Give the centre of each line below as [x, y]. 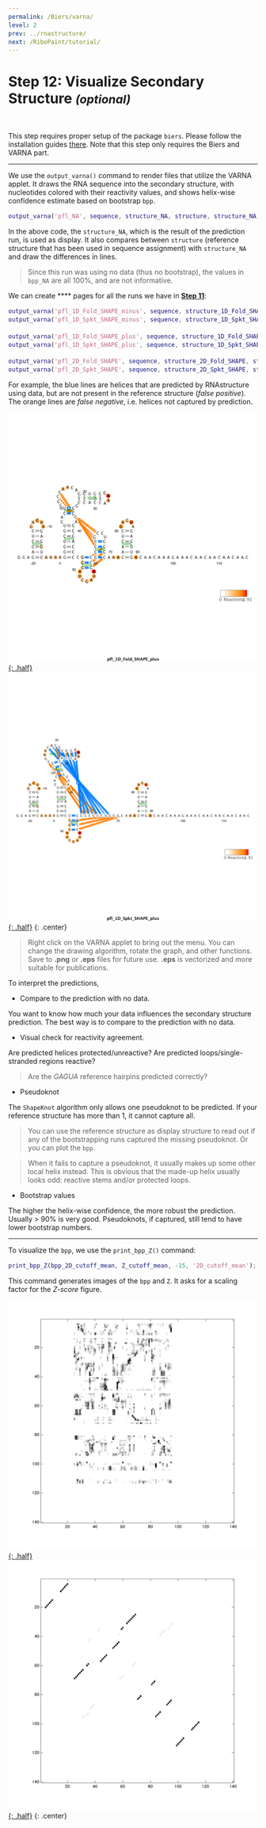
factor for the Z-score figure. [55, 1289]
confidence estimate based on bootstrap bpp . [82, 201]
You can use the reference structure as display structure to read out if [141, 1131]
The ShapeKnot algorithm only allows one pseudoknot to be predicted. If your [133, 1108]
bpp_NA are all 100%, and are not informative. [100, 280]
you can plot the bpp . [61, 1148]
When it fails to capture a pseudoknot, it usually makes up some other [141, 1163]
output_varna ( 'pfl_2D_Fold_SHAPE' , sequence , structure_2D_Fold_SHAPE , [129, 361]
